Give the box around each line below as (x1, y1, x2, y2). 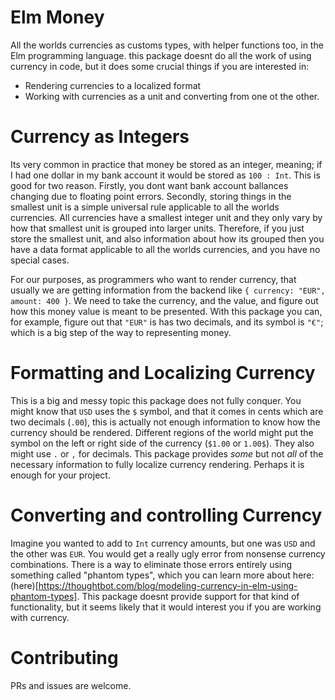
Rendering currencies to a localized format (24, 79, 202, 91)
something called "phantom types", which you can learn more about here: (10, 569, 315, 581)
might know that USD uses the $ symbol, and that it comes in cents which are (10, 405, 324, 417)
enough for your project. (10, 469, 111, 481)
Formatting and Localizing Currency (10, 362, 316, 385)
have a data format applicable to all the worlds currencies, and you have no (10, 243, 321, 255)
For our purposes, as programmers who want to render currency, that (10, 273, 297, 285)
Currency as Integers (10, 126, 190, 148)
